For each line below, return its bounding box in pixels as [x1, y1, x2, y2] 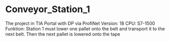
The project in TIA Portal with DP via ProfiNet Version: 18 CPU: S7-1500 [5, 20, 155, 26]
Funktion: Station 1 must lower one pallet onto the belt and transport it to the [5, 25, 165, 31]
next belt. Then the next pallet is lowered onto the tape [5, 31, 120, 37]
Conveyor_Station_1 [5, 4, 90, 15]
